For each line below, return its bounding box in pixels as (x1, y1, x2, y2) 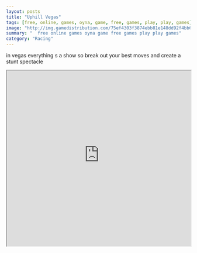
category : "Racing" (6, 36, 54, 42)
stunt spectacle (6, 58, 44, 65)
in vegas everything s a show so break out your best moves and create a (6, 52, 181, 59)
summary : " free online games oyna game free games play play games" (6, 30, 182, 36)
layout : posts (6, 8, 41, 15)
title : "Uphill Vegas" (6, 14, 61, 20)
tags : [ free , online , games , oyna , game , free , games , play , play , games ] (6, 19, 192, 25)
